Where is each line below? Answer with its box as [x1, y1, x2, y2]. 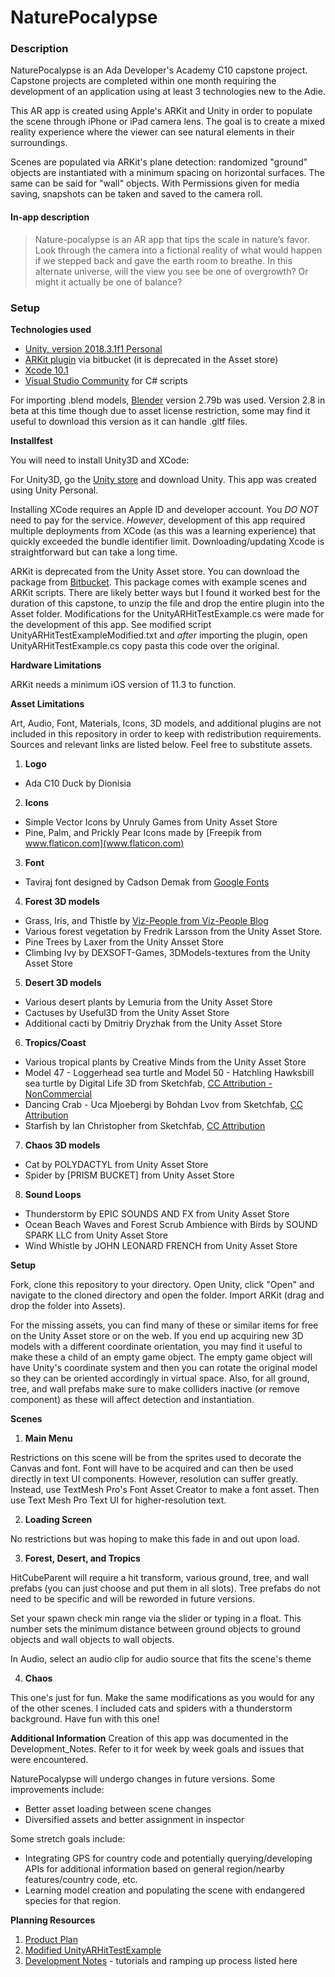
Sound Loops [24, 1188, 82, 1200]
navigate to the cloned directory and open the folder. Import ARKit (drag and [10, 1289, 325, 1301]
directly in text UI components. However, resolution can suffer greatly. [10, 1472, 299, 1485]
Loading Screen [24, 1513, 93, 1525]
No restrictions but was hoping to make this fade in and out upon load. [10, 1532, 300, 1545]
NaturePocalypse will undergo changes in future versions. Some [10, 1772, 276, 1785]
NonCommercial [24, 1087, 92, 1100]
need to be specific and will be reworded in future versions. [10, 1592, 256, 1605]
